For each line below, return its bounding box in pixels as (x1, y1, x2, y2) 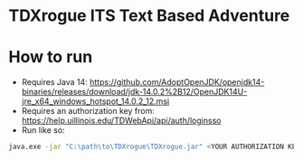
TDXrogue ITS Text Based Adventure (8, 5, 290, 26)
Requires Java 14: (21, 77, 88, 88)
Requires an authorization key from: (21, 106, 155, 117)
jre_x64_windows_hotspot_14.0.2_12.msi (21, 96, 170, 107)
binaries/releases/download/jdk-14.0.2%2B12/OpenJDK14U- (21, 87, 248, 98)
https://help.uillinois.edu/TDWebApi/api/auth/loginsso (21, 115, 222, 127)
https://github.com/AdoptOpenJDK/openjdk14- (89, 77, 265, 88)
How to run (8, 47, 93, 68)
